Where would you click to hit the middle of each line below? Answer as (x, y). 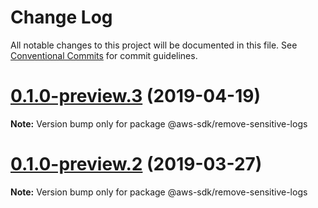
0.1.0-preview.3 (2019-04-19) (135, 96)
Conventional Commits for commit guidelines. (104, 55)
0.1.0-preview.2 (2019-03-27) (136, 164)
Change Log (61, 17)
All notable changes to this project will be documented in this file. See (154, 45)
